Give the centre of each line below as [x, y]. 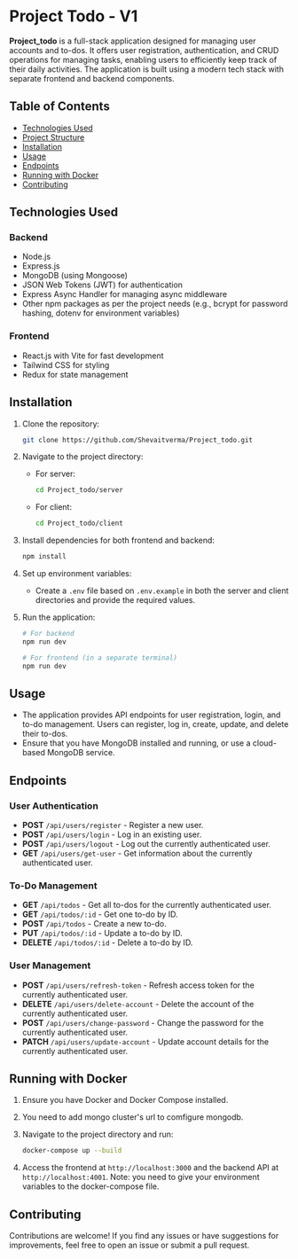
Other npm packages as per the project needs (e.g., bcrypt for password [155, 304]
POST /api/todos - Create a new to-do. [94, 924]
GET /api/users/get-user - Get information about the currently [137, 854]
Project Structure [53, 137]
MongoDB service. [81, 753]
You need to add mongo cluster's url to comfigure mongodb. [133, 1117]
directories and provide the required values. [115, 600]
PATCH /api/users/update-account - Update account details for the [145, 1041]
